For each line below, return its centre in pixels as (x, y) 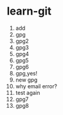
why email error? (36, 86)
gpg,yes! (26, 73)
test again (28, 92)
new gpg (26, 80)
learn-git (29, 11)
